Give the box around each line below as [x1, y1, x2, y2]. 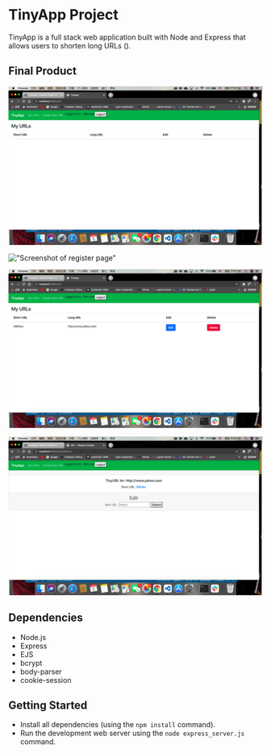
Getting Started [8, 698, 88, 712]
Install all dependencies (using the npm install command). [19, 720, 216, 730]
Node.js [19, 632, 47, 642]
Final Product [8, 64, 77, 78]
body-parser [19, 667, 62, 676]
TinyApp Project [8, 6, 119, 24]
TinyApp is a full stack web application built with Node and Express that [8, 32, 246, 42]
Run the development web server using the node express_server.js [19, 728, 245, 738]
